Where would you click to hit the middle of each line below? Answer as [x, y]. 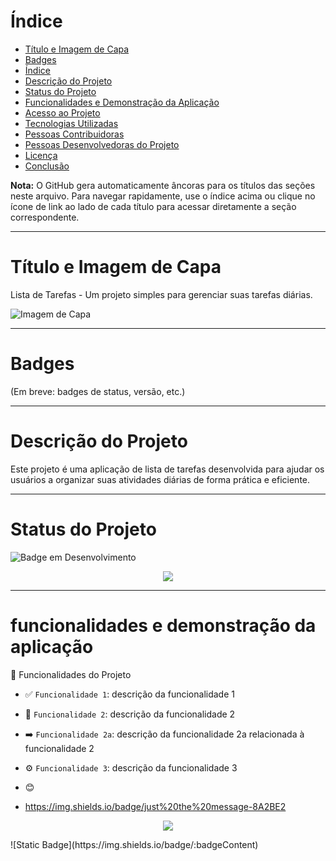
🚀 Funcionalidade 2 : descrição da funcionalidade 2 [130, 714]
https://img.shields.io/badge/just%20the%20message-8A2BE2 [155, 806]
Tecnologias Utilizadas [71, 123]
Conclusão [47, 166]
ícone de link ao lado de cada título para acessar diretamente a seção [153, 206]
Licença [41, 155]
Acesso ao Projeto [62, 112]
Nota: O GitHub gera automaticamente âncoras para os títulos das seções [163, 185]
